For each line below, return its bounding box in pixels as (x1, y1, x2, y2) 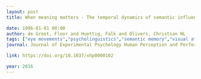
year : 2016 (6, 63, 33, 69)
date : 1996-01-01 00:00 (6, 25, 66, 31)
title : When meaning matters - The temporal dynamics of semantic (6, 14, 175, 20)
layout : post (6, 8, 39, 15)
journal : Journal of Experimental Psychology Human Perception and (6, 42, 178, 48)
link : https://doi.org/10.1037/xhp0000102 (6, 53, 114, 59)
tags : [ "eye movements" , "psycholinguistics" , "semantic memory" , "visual (6, 37, 188, 42)
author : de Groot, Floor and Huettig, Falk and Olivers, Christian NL (6, 31, 186, 37)
